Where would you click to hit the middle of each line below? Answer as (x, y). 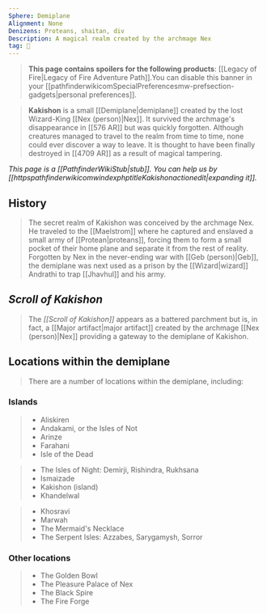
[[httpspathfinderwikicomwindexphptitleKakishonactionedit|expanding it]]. (133, 178)
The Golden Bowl (69, 576)
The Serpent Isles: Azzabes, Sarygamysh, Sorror (121, 537)
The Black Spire (67, 593)
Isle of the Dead (67, 454)
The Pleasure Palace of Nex (87, 584)
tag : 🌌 (19, 46)
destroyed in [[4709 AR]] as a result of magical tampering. (125, 154)
